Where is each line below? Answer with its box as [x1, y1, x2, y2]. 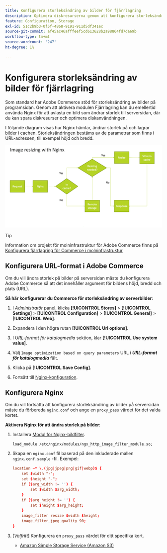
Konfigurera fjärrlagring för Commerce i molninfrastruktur [5, 247, 123, 253]
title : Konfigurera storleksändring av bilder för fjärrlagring [5, 8, 141, 13]
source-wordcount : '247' [5, 40, 57, 45]
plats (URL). [5, 285, 30, 291]
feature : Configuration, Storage [5, 18, 75, 23]
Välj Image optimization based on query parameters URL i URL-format [12, 350, 158, 356]
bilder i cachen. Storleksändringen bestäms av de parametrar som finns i [5, 130, 155, 136]
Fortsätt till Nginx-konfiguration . [12, 374, 78, 380]
